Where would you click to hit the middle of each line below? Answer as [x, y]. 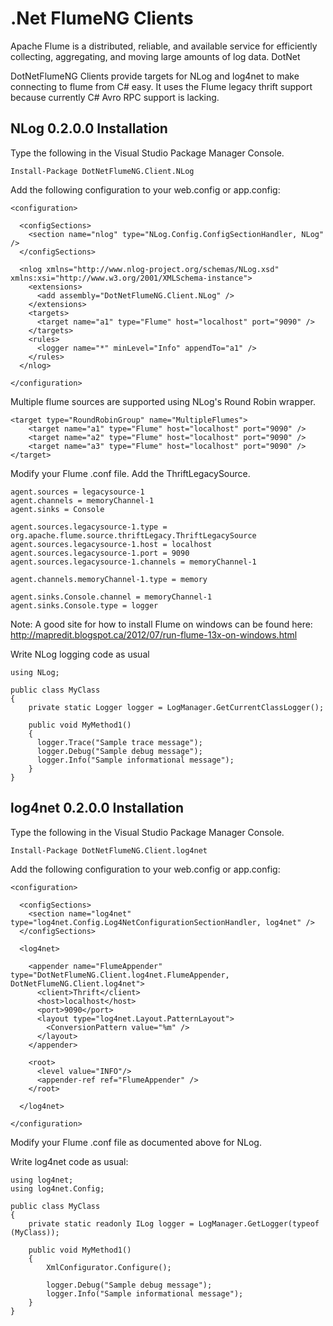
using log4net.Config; [57, 1188]
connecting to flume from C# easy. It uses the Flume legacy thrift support [161, 86]
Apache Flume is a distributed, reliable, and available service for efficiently [164, 46]
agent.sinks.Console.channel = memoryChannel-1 [111, 597]
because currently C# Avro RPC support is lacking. [115, 97]
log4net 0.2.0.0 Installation [97, 808]
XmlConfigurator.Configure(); [109, 1267]
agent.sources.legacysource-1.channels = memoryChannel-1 [133, 562]
